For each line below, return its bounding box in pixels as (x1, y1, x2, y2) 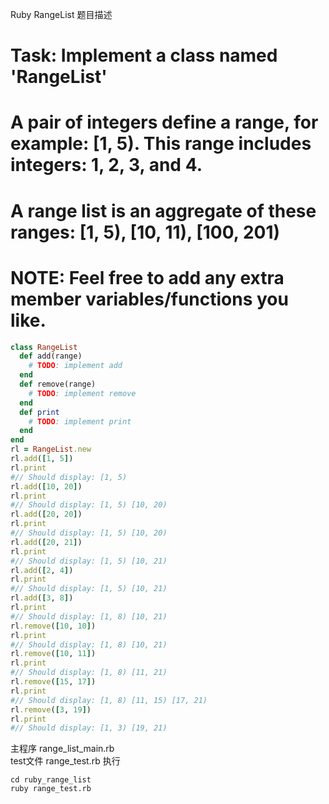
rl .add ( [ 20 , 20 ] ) (10, 509, 83, 520)
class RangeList (10, 342, 78, 352)
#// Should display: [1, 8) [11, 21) (10, 668, 168, 678)
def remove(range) (19, 379, 97, 389)
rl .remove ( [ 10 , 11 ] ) (10, 649, 97, 659)
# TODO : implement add (28, 361, 123, 371)
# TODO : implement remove (28, 388, 137, 398)
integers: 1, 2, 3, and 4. (10, 154, 203, 177)
